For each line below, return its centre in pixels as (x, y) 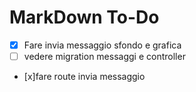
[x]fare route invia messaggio (84, 77)
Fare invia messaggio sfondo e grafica (102, 45)
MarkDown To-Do (84, 17)
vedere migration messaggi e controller (104, 56)
